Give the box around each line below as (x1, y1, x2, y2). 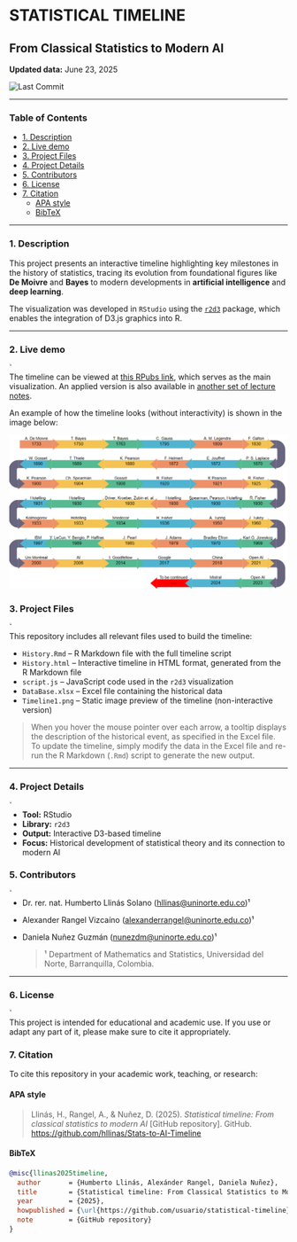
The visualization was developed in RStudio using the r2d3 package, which (9, 303, 281, 314)
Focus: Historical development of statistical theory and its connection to (21, 837, 286, 848)
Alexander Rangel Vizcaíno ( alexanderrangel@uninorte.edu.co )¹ (21, 914, 255, 925)
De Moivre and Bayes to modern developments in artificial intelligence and (9, 277, 286, 287)
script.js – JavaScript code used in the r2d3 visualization (21, 676, 234, 687)
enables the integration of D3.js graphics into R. (9, 312, 183, 324)
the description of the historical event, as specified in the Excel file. (30, 731, 276, 742)
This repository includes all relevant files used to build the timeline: (9, 631, 253, 642)
